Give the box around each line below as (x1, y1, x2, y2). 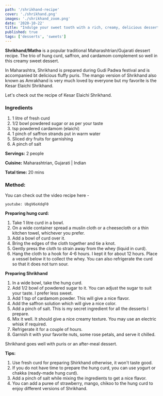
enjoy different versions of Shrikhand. (12, 386, 88, 392)
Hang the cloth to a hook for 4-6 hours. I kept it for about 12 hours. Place (12, 251, 158, 257)
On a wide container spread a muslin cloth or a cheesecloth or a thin (12, 225, 149, 231)
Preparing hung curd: (5, 210, 49, 216)
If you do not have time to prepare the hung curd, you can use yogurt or (12, 365, 156, 371)
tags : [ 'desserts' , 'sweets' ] (5, 34, 66, 39)
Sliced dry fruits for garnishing (12, 136, 73, 142)
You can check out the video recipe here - (5, 192, 90, 198)
